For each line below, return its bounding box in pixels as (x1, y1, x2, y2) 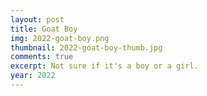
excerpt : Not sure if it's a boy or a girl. (10, 61, 199, 71)
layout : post (10, 14, 65, 25)
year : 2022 (10, 71, 56, 81)
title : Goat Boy (10, 24, 78, 34)
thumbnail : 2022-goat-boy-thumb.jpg (10, 42, 163, 53)
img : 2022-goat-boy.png (10, 33, 110, 43)
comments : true (10, 52, 74, 62)
